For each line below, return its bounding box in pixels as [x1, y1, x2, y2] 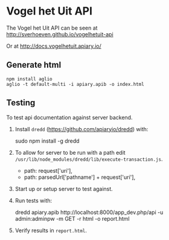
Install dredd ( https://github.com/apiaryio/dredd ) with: [14, 125, 148, 132]
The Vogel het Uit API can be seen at [6, 24, 98, 31]
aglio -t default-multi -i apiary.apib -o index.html [6, 81, 145, 87]
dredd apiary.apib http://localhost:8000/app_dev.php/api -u [14, 209, 164, 216]
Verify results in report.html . [14, 227, 88, 234]
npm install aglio [6, 76, 53, 82]
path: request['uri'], [24, 167, 72, 174]
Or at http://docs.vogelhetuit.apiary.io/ [6, 42, 101, 50]
